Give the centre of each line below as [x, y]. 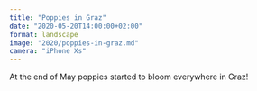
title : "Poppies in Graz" [58, 18]
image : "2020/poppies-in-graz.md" [74, 43]
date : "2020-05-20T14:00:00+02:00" [76, 26]
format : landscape [44, 34]
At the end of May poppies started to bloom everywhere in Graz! [129, 77]
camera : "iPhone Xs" [48, 51]
